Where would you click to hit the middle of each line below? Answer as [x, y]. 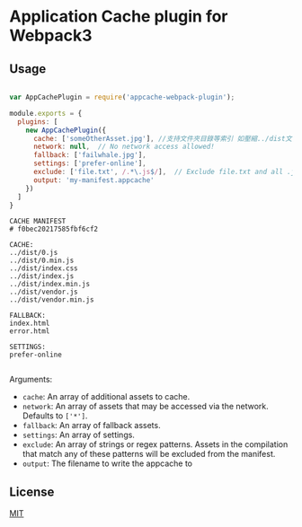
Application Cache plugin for [119, 17]
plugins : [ [38, 122]
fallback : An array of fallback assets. [91, 426]
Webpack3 [51, 35]
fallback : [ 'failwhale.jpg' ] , [89, 155]
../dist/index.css [44, 268]
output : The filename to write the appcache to [107, 463]
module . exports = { [46, 113]
